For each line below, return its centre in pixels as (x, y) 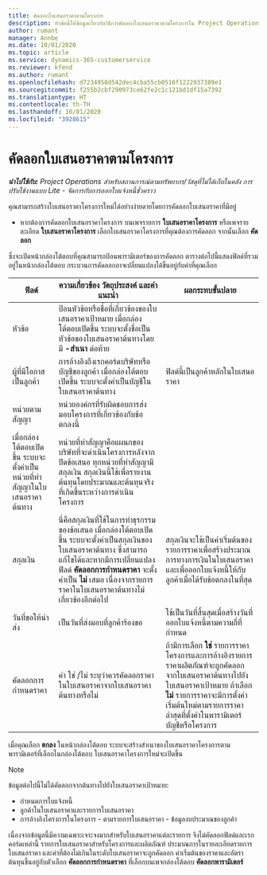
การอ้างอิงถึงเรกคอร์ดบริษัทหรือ (104, 361)
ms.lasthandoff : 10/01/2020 (55, 112)
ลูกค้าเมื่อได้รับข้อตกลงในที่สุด (209, 579)
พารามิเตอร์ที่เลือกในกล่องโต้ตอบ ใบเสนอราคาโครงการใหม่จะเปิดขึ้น (95, 753)
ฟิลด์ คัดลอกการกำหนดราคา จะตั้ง (108, 569)
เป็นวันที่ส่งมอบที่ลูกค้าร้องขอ (101, 622)
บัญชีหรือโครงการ (191, 724)
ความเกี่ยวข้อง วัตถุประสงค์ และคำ (108, 285)
